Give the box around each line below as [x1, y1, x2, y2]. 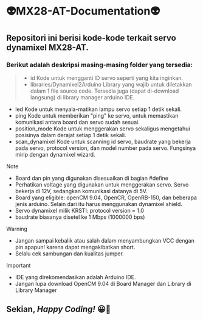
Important [6, 261, 31, 269]
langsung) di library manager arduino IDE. [30, 93, 135, 101]
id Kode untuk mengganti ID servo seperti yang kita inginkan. [30, 74, 184, 82]
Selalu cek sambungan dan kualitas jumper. [15, 250, 125, 257]
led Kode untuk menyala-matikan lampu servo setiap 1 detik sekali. [15, 105, 182, 113]
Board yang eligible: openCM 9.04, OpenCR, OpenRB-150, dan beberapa [15, 194, 198, 201]
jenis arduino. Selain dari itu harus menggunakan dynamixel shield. [15, 200, 182, 207]
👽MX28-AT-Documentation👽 [6, 4, 160, 18]
